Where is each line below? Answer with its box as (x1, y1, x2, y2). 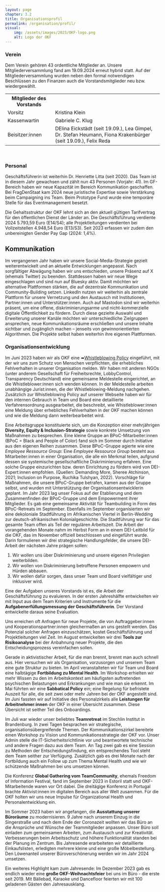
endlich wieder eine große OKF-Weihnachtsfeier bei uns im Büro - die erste (5, 870, 160, 876)
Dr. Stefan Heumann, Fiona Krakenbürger (55, 131, 151, 138)
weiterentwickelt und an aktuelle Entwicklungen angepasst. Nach (5, 263, 137, 269)
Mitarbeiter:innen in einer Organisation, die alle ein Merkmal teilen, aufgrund (5, 453, 159, 459)
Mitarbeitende (5, 783, 33, 789)
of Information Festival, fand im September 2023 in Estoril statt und (5, 778, 141, 784)
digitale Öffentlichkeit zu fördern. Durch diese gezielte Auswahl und (5, 310, 142, 316)
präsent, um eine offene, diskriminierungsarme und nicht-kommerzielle (5, 305, 149, 311)
